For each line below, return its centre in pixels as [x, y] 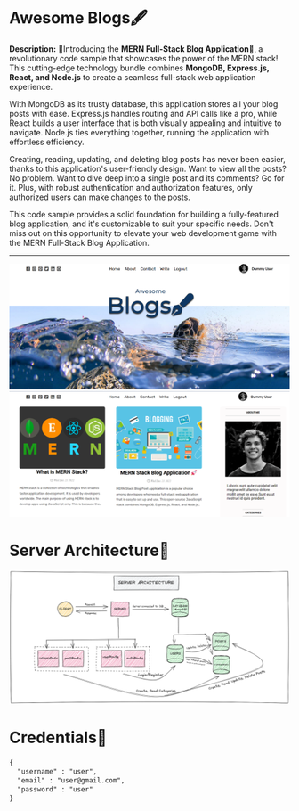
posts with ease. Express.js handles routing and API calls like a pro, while [143, 113]
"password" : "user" [55, 789]
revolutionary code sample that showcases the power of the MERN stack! [144, 58]
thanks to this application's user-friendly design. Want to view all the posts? [148, 168]
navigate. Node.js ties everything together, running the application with [139, 132]
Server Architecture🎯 [89, 550]
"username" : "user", [57, 771]
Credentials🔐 [58, 737]
